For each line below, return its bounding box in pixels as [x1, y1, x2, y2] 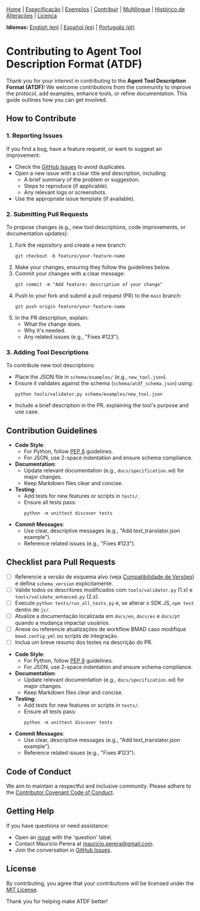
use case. [14, 408, 40, 416]
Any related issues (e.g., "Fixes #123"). [23, 333, 120, 340]
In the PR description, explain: [14, 314, 89, 321]
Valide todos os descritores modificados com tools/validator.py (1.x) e [14, 586, 193, 593]
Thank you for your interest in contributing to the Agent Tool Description [6, 77, 186, 84]
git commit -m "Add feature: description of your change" [14, 282, 163, 287]
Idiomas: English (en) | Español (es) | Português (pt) [6, 24, 135, 31]
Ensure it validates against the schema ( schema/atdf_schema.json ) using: [14, 380, 193, 387]
